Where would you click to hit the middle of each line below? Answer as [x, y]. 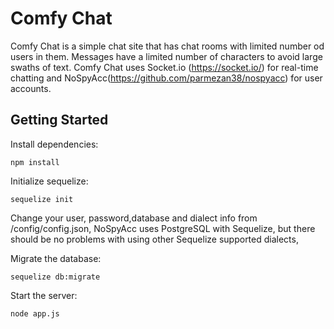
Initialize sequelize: [49, 181]
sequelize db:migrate [55, 277]
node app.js [35, 313]
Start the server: [44, 295]
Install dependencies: [54, 144]
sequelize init [42, 199]
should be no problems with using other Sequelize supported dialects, [154, 239]
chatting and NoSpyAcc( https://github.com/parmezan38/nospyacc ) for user [166, 78]
